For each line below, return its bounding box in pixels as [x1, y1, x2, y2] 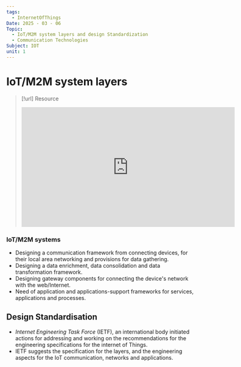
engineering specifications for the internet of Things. [15, 341, 148, 348]
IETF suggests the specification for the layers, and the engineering [15, 348, 183, 355]
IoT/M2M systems [6, 235, 61, 243]
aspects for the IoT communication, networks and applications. [15, 354, 173, 361]
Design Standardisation [6, 312, 97, 323]
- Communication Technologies [12, 37, 88, 43]
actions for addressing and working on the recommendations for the [15, 334, 187, 341]
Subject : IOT [6, 43, 40, 49]
